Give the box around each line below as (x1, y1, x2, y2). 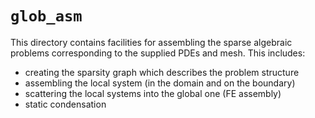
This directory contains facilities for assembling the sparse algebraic (10, 36, 293, 48)
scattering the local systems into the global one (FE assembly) (24, 87, 282, 99)
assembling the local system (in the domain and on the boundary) (24, 77, 296, 89)
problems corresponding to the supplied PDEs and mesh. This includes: (10, 47, 306, 59)
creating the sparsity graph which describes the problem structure (24, 66, 300, 78)
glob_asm (10, 7, 83, 26)
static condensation (24, 98, 107, 110)
